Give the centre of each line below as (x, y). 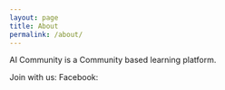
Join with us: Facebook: (54, 77)
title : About (34, 26)
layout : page (34, 18)
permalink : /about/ (46, 34)
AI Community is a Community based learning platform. (113, 60)
